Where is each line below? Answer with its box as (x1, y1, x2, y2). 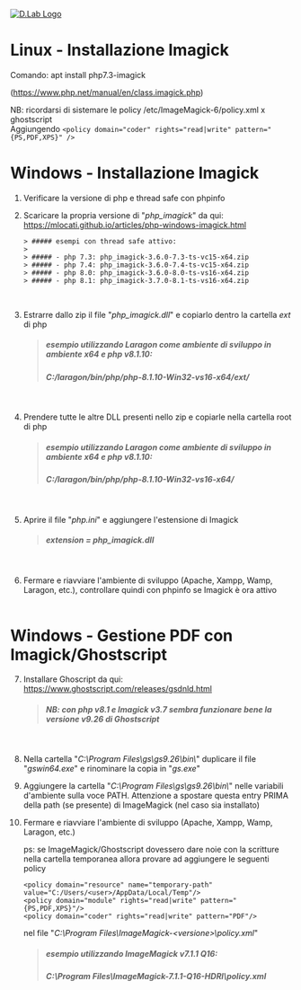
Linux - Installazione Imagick (10, 40, 230, 60)
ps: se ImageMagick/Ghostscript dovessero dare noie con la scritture (22, 844, 279, 855)
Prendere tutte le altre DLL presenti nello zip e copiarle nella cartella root (22, 411, 292, 422)
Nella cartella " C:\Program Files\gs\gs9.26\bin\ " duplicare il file (22, 754, 257, 765)
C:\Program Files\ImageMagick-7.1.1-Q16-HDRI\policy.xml (45, 971, 267, 982)
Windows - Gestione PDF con (10, 625, 233, 646)
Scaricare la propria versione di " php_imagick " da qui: (22, 209, 224, 220)
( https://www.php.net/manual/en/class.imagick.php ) (10, 86, 204, 98)
